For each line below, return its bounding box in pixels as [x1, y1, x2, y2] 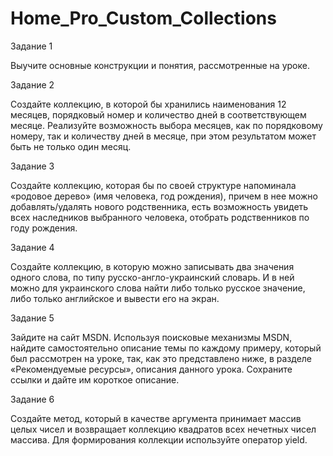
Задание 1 [10, 40, 53, 52]
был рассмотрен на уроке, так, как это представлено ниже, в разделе [10, 352, 313, 364]
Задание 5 [10, 312, 55, 324]
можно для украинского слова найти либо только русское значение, [10, 282, 306, 294]
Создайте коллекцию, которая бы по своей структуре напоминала [10, 179, 297, 191]
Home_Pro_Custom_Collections [10, 7, 277, 30]
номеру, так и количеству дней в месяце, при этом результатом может [10, 130, 317, 142]
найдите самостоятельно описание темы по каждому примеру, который [10, 342, 322, 354]
